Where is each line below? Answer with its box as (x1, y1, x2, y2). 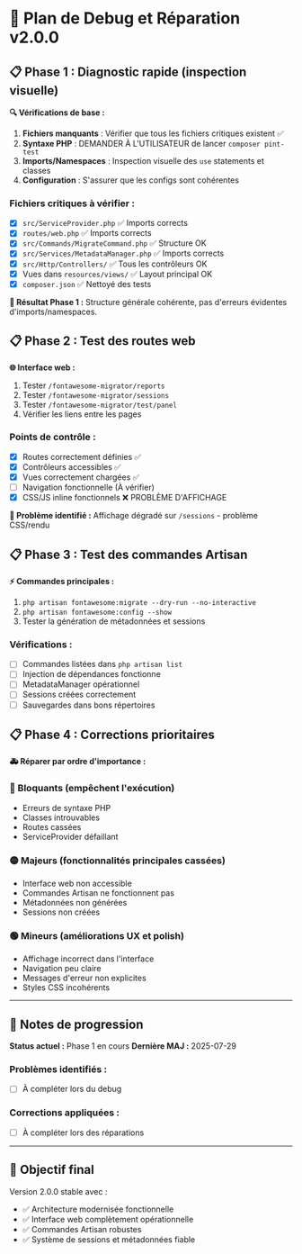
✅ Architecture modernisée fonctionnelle (22, 1204, 174, 1214)
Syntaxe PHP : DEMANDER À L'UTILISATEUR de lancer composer (22, 139, 261, 149)
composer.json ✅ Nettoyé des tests (22, 278, 152, 289)
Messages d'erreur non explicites (22, 972, 147, 984)
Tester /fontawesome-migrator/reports (22, 380, 165, 391)
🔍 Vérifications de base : (9, 107, 105, 118)
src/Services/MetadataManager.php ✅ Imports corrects (22, 248, 225, 259)
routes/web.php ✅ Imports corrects (22, 228, 152, 239)
